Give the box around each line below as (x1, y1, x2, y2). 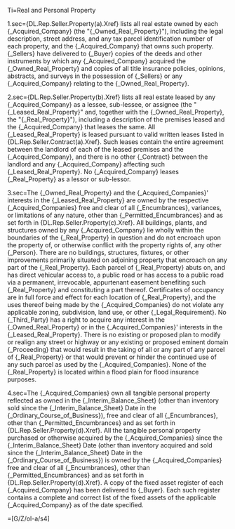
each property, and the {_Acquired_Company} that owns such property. (7, 42, 214, 50)
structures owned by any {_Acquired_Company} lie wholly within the (7, 226, 205, 234)
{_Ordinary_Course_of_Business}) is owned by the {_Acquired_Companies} (7, 456, 222, 464)
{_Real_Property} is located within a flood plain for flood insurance (7, 368, 199, 376)
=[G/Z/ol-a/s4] (7, 514, 51, 523)
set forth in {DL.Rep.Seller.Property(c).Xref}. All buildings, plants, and (7, 218, 208, 227)
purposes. (7, 375, 37, 384)
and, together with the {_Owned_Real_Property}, (84, 108, 224, 116)
